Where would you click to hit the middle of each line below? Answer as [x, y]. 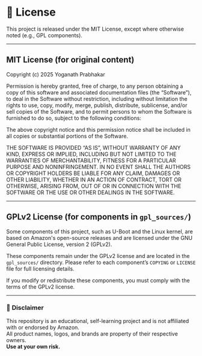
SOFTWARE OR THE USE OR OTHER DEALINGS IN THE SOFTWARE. [90, 192]
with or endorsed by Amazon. [43, 327]
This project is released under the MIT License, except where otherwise [95, 29]
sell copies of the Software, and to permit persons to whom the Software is [99, 111]
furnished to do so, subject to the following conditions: [74, 118]
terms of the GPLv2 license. [41, 287]
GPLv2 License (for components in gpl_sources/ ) [99, 217]
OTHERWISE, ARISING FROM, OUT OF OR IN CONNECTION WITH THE [94, 186]
